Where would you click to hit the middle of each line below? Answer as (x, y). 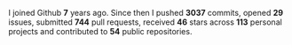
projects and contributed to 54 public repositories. (100, 31)
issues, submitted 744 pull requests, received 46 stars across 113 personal (146, 22)
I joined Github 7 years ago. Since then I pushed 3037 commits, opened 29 (146, 13)
